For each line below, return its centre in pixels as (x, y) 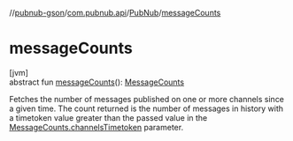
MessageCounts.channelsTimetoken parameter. (96, 127)
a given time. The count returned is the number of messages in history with (146, 108)
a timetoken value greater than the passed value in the (108, 117)
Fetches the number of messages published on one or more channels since (147, 99)
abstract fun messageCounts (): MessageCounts (96, 82)
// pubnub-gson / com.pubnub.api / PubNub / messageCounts (115, 13)
